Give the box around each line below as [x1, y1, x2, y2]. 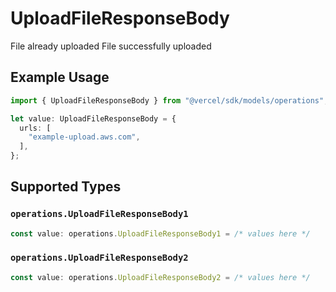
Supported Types [10, 178, 122, 196]
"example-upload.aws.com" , [28, 132, 141, 142]
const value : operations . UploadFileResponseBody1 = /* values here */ [10, 228, 311, 239]
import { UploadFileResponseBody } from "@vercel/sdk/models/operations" [10, 95, 325, 106]
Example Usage [10, 69, 110, 86]
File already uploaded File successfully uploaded [10, 40, 212, 52]
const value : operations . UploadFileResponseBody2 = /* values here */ [10, 272, 311, 282]
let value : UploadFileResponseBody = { [10, 113, 177, 124]
